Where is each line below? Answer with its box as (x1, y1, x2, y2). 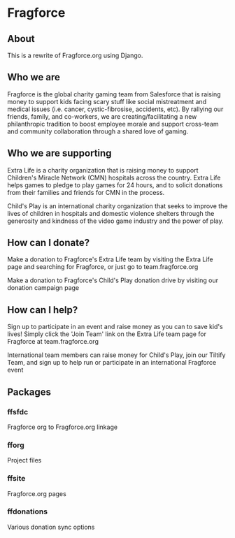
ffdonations (7, 507, 48, 516)
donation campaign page (7, 284, 80, 292)
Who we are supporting (7, 147, 112, 159)
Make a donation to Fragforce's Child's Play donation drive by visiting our (7, 276, 219, 284)
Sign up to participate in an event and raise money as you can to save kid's (7, 323, 223, 331)
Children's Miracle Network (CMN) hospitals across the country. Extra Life (7, 173, 221, 182)
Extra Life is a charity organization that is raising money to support (7, 166, 199, 174)
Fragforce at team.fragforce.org (7, 337, 99, 346)
